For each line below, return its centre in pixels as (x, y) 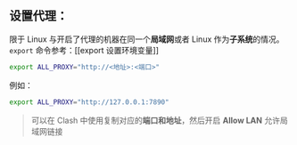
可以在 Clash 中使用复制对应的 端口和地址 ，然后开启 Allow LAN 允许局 (159, 120)
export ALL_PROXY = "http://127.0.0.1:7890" (89, 102)
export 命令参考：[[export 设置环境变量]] (84, 50)
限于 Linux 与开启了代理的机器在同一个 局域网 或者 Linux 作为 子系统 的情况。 (147, 39)
